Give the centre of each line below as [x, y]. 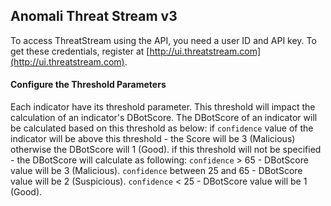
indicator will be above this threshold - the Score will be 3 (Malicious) [153, 139]
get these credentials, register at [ [80, 51]
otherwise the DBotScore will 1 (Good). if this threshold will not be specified [166, 150]
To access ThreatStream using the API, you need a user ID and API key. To [163, 40]
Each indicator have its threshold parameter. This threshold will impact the [163, 107]
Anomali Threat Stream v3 [94, 16]
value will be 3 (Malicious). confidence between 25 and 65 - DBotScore [156, 171]
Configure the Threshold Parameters [88, 85]
